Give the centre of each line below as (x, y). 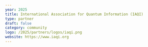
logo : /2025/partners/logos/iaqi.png (44, 32)
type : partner (20, 19)
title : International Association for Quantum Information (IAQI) (74, 14)
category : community (26, 28)
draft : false (18, 23)
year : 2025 (16, 10)
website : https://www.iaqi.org (37, 37)
